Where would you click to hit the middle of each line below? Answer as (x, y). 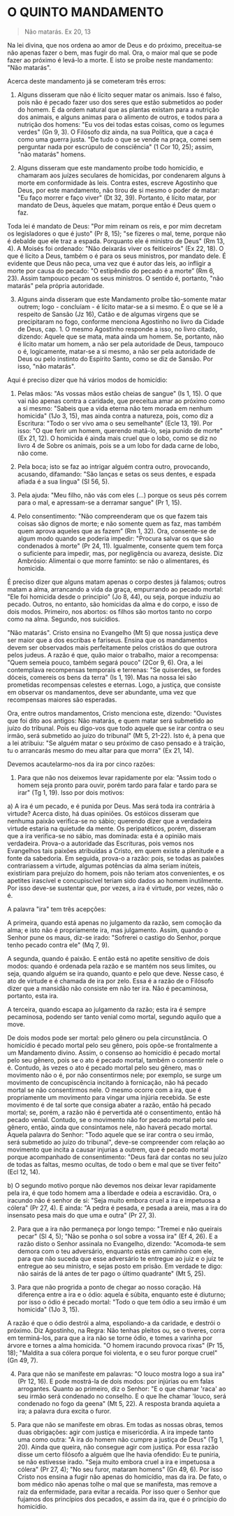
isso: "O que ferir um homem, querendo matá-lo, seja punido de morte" (120, 430)
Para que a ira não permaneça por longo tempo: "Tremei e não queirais (119, 1229)
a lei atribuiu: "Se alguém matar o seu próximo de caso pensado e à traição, (116, 743)
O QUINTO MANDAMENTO (86, 12)
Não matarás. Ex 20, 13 (57, 32)
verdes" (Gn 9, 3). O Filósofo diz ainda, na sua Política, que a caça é (115, 132)
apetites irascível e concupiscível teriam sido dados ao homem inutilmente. (115, 880)
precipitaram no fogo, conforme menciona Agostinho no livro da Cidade (121, 321)
